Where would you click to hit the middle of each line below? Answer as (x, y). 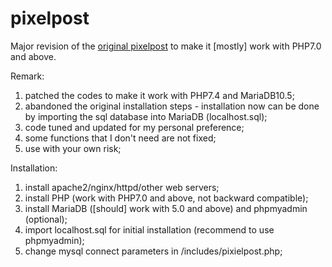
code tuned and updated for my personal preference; (134, 127)
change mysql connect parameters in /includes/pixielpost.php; (153, 251)
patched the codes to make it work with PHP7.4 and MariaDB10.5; (159, 95)
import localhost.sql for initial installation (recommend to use (149, 229)
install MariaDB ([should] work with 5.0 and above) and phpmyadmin (166, 208)
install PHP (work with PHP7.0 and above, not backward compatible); (166, 198)
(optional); (46, 219)
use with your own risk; (73, 148)
